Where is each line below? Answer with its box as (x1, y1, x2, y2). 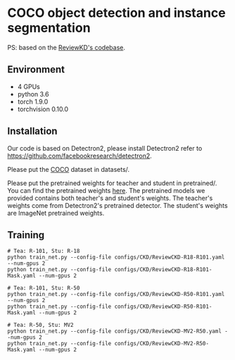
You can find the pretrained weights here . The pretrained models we (7, 186, 205, 194)
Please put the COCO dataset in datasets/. (7, 165, 130, 173)
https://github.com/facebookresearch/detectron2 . (7, 151, 153, 160)
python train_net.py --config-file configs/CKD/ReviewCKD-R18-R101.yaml (7, 254, 225, 261)
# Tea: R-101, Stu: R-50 (7, 285, 80, 292)
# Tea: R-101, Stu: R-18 (7, 248, 80, 255)
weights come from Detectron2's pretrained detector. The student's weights (7, 201, 228, 209)
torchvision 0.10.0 (17, 104, 69, 113)
